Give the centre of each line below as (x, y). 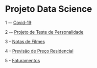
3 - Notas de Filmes (25, 41)
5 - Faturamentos (23, 60)
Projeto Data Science (48, 9)
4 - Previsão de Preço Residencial (39, 51)
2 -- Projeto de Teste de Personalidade (44, 32)
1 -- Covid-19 (18, 23)
